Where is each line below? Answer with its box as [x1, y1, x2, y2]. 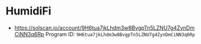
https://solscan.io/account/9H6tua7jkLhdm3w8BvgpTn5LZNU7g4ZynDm [14, 24, 195, 31]
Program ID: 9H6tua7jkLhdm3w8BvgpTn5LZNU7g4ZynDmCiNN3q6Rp [45, 30, 196, 37]
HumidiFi [5, 4, 52, 18]
